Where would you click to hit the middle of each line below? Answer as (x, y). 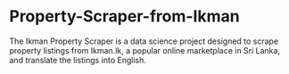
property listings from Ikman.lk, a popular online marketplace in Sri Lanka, (145, 50)
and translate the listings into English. (78, 60)
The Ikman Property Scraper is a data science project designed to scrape (144, 41)
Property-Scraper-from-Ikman (124, 16)
